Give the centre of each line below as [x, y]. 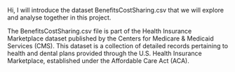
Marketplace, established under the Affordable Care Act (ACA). [98, 61]
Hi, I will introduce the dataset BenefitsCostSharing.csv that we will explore [116, 10]
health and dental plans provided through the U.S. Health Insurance [105, 53]
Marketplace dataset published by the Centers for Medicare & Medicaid [110, 38]
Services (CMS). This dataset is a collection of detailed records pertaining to [118, 46]
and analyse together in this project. [59, 17]
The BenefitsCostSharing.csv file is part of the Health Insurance [100, 31]
